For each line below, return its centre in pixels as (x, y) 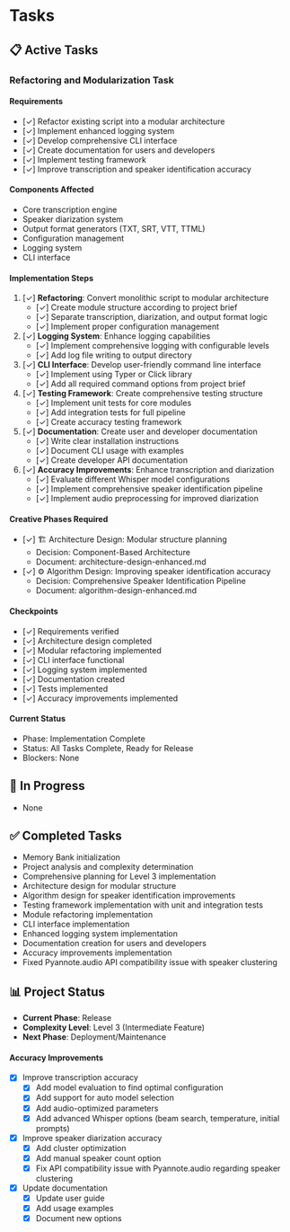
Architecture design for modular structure (99, 886)
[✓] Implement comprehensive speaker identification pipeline (149, 489)
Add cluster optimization (81, 1148)
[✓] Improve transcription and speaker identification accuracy (136, 169)
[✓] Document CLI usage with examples (110, 451)
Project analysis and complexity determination (108, 867)
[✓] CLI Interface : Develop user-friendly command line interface (142, 365)
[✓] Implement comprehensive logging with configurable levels (152, 346)
